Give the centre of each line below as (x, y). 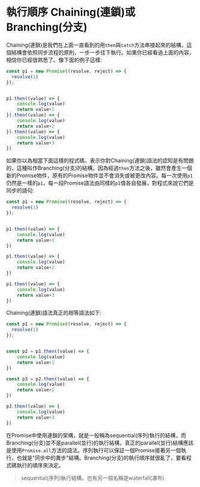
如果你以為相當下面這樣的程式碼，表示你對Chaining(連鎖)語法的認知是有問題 (100, 161)
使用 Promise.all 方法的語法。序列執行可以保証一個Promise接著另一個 (96, 450)
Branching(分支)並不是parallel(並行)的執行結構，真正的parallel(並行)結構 (95, 443)
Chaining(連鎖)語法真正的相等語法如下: (54, 313)
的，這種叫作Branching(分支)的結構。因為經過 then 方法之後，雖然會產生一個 (99, 168)
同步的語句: (20, 191)
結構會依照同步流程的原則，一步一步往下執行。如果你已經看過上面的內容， (103, 52)
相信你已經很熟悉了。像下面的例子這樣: (54, 60)
